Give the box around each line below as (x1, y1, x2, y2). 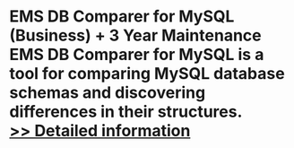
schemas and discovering (9, 83, 206, 103)
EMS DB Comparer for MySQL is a (9, 45, 264, 65)
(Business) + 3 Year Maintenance (9, 25, 262, 46)
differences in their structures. (9, 101, 243, 122)
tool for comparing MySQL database (9, 64, 285, 84)
